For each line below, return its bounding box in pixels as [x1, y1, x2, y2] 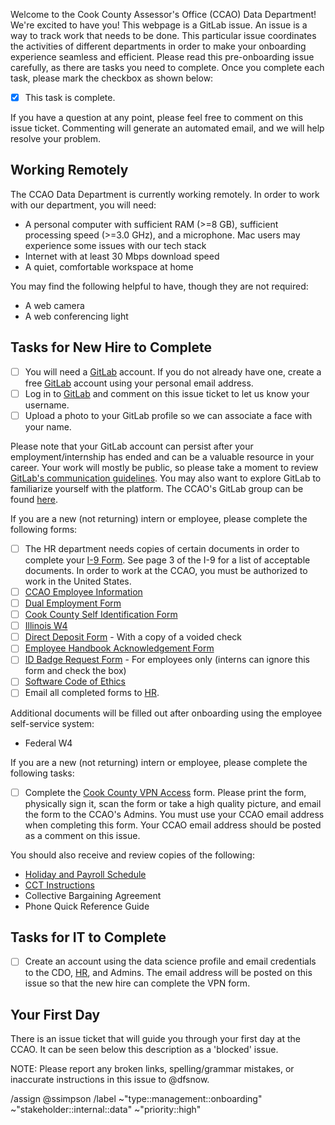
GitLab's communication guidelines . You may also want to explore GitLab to [10, 472, 322, 484]
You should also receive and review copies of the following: [10, 849, 255, 861]
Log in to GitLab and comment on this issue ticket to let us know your [24, 387, 310, 399]
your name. [24, 420, 72, 433]
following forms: [10, 523, 78, 535]
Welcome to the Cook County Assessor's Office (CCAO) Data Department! [10, 9, 317, 20]
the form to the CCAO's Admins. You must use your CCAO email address [24, 808, 325, 820]
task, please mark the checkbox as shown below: [10, 72, 214, 84]
